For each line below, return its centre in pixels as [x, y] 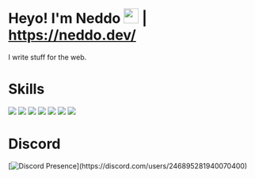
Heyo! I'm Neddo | [78, 19]
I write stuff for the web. [48, 57]
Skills [27, 89]
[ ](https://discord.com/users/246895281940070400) [128, 165]
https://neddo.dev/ [72, 35]
